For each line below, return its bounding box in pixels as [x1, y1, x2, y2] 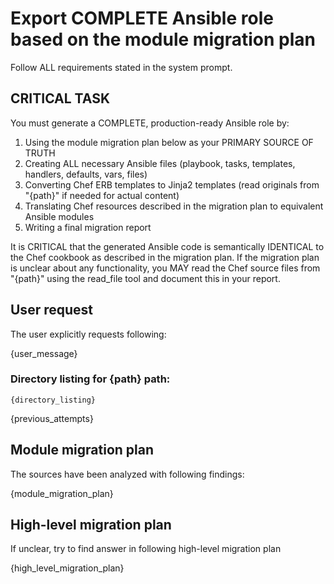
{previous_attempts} [10, 412, 94, 424]
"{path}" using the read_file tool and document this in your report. [10, 272, 281, 284]
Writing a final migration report [24, 221, 152, 233]
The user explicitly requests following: [10, 328, 167, 340]
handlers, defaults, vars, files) [24, 168, 148, 180]
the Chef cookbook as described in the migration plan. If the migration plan [10, 251, 320, 263]
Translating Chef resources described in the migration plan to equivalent [24, 200, 324, 212]
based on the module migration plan [10, 28, 316, 51]
